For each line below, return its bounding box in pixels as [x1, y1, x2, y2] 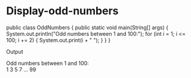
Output [6, 48, 23, 55]
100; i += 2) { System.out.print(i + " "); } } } [6, 36, 111, 43]
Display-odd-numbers [6, 4, 119, 18]
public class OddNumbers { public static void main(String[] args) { [6, 24, 169, 31]
